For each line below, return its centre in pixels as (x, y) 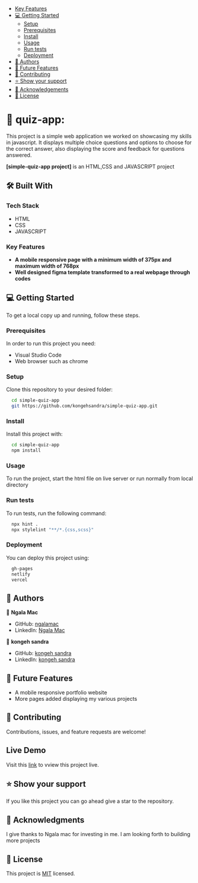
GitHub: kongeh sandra (43, 653)
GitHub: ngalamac (37, 624)
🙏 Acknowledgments (45, 820)
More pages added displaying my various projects (76, 699)
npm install (26, 450)
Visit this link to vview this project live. (53, 764)
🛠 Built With (30, 186)
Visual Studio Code (38, 355)
